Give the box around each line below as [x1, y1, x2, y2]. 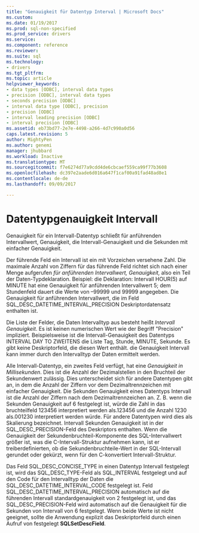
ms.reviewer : [6, 48, 39, 54]
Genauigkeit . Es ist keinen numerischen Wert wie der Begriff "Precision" [6, 325, 184, 332]
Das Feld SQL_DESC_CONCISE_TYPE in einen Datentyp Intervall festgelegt [6, 462, 189, 470]
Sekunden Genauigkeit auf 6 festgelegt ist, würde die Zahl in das [6, 400, 166, 407]
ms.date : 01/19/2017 [6, 20, 58, 26]
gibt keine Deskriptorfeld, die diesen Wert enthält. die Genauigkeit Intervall [6, 344, 189, 351]
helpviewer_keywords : [6, 81, 60, 87]
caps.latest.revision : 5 [6, 131, 68, 138]
